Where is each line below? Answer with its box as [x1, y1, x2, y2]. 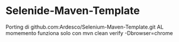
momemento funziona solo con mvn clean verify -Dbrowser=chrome [5, 29, 173, 36]
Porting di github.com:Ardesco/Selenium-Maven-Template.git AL [5, 23, 164, 30]
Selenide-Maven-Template [5, 4, 140, 17]
